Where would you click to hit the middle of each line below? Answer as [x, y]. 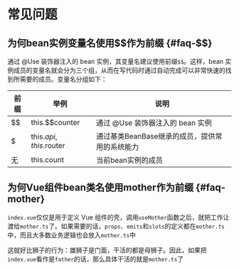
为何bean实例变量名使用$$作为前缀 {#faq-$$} [110, 43]
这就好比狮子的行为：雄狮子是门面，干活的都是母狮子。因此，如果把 [107, 250]
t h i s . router [48, 145]
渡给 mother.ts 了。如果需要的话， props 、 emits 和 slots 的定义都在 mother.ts [116, 226]
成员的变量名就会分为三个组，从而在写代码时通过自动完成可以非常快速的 [119, 70]
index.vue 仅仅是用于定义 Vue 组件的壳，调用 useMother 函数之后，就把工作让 [118, 217]
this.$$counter [55, 123]
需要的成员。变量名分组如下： [63, 79]
